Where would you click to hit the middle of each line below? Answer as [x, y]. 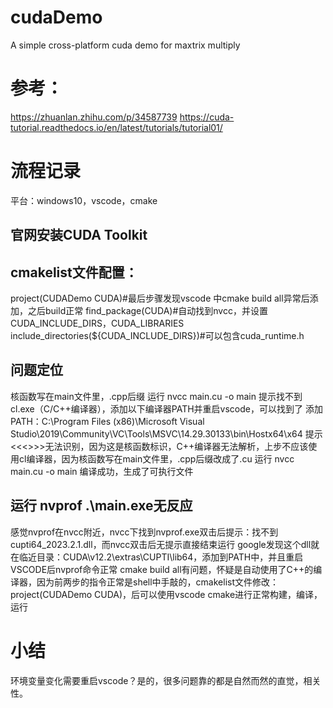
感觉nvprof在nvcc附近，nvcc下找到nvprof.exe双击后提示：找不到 [144, 532]
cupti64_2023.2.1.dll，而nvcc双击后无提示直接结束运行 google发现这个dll [161, 544]
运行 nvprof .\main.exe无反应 [101, 506]
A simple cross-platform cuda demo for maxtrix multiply [125, 45]
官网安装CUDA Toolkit [79, 235]
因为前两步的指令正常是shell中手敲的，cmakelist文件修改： [158, 582]
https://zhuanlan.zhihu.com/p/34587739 [94, 117]
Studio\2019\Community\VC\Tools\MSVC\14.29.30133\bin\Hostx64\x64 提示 [166, 433]
